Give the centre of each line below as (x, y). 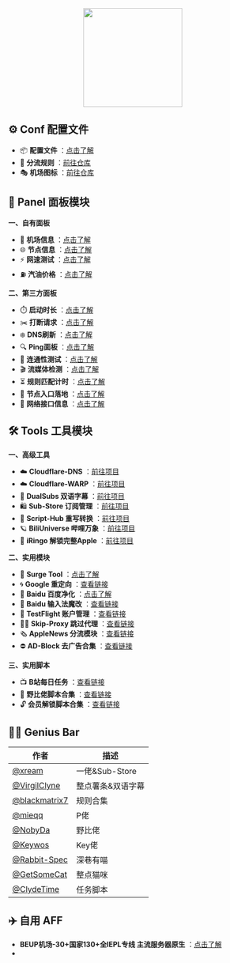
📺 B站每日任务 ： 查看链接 (62, 682)
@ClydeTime (36, 889)
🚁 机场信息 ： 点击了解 (55, 240)
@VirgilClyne (36, 786)
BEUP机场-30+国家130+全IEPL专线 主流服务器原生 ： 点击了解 (121, 945)
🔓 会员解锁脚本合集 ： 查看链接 (70, 704)
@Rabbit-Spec (40, 859)
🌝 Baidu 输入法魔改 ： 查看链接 (69, 604)
